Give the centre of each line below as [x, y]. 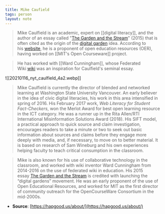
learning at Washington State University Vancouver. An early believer [87, 93]
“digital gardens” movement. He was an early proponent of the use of [88, 181]
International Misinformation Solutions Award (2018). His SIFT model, [87, 119]
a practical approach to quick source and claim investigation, [79, 124]
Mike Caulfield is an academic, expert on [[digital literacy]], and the [85, 33]
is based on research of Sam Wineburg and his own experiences [83, 145]
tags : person [18, 14]
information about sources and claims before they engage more [82, 135]
